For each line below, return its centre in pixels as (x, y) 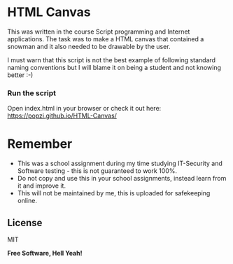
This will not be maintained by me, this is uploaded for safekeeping (114, 193)
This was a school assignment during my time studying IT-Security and (120, 164)
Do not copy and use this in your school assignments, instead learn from (122, 179)
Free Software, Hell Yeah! (45, 253)
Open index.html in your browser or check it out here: (84, 109)
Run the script (32, 93)
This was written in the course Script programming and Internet (99, 32)
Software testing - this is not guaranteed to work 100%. (97, 171)
